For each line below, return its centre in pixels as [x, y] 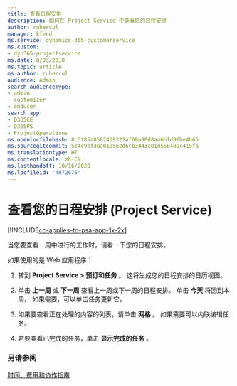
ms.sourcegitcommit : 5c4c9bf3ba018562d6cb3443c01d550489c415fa [103, 146]
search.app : [25, 113]
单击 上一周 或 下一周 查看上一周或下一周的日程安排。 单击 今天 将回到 [121, 290]
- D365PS [20, 126]
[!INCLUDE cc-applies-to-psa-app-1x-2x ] [67, 230]
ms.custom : [23, 47]
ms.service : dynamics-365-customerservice [71, 41]
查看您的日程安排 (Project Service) [110, 210]
